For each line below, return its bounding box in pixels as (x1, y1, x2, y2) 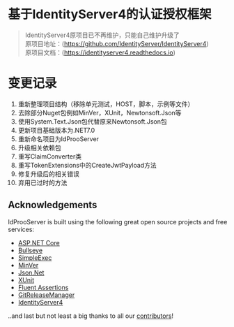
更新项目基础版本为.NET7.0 (17, 126, 95, 134)
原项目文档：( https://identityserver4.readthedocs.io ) (24, 48, 176, 57)
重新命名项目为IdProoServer (17, 134, 100, 143)
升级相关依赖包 (17, 143, 61, 152)
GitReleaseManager (17, 291, 75, 299)
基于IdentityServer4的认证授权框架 (8, 6, 212, 22)
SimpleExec (17, 253, 52, 262)
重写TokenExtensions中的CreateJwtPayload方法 (17, 161, 157, 169)
